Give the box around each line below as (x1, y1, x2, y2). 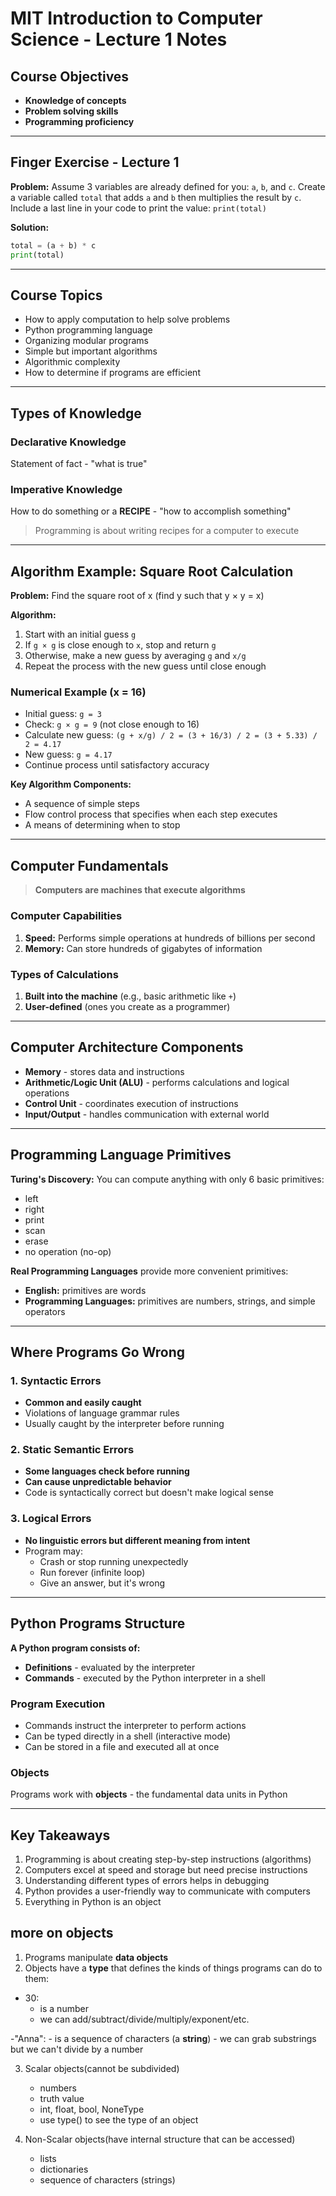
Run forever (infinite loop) (39, 1566, 146, 1578)
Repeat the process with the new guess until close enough (24, 660, 267, 672)
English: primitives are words (24, 1284, 147, 1296)
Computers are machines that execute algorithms (34, 884, 246, 896)
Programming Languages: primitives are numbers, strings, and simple (24, 1295, 316, 1307)
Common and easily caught (24, 1397, 142, 1409)
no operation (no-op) (24, 1245, 112, 1257)
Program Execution (10, 1697, 106, 1711)
